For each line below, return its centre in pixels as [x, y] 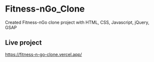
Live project [23, 43]
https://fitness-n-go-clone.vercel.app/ [44, 54]
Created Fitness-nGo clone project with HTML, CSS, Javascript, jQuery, [77, 22]
